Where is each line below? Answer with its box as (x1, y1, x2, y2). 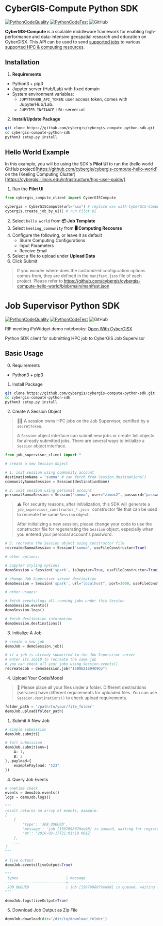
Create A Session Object (12, 408, 62, 415)
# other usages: (5, 590, 38, 595)
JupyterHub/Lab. (19, 101, 54, 107)
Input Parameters (19, 242, 54, 248)
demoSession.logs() (5, 608, 45, 613)
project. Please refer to (16, 278, 63, 283)
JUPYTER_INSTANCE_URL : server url (19, 106, 85, 112)
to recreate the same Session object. (16, 512, 90, 518)
